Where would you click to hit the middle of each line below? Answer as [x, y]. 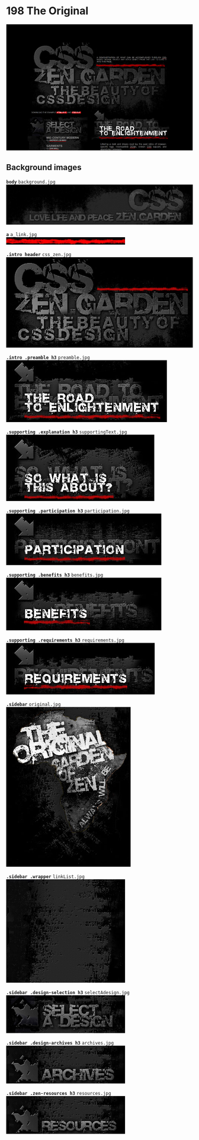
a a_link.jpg [22, 235]
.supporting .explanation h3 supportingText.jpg [67, 432]
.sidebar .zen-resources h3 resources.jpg [59, 1093]
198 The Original [47, 11]
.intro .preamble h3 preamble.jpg [48, 357]
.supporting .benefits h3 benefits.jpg [55, 575]
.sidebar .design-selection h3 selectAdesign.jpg [68, 992]
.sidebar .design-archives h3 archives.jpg [60, 1043]
